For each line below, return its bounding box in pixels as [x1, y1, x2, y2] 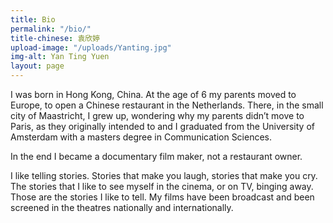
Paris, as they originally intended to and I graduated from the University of [10, 121, 315, 132]
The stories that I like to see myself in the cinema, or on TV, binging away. [10, 181, 314, 192]
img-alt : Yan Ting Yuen [10, 52, 110, 62]
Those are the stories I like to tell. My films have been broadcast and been [10, 191, 315, 203]
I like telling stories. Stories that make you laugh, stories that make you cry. [10, 170, 318, 181]
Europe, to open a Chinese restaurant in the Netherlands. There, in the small [10, 99, 324, 111]
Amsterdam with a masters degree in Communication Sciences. [10, 131, 273, 143]
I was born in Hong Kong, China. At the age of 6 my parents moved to [10, 89, 297, 100]
